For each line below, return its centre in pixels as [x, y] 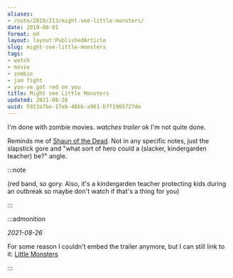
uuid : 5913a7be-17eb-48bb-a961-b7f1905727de [74, 107]
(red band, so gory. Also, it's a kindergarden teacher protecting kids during [117, 183]
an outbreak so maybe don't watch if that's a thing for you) [93, 191]
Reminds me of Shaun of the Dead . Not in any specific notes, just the [108, 140]
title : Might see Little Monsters [59, 93]
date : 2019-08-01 [33, 27]
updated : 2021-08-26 [38, 101]
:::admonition [27, 219]
